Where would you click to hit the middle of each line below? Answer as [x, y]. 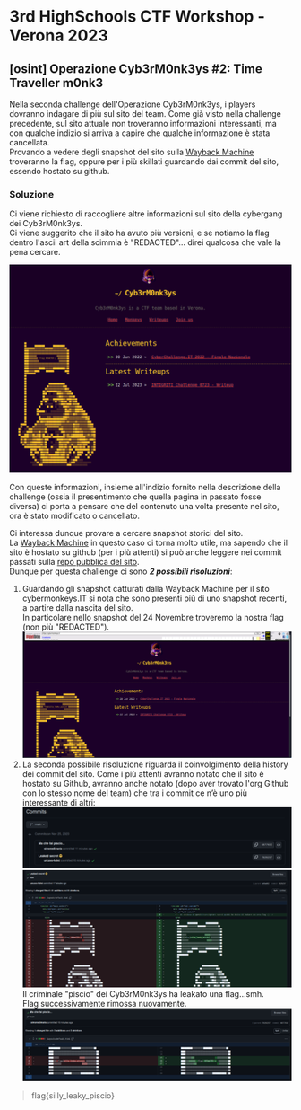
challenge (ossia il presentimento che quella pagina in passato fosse [135, 497]
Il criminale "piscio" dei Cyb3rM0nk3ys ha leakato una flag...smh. [143, 994]
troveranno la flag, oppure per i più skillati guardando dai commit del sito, [144, 162]
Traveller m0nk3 [56, 83]
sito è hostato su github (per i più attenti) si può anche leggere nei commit [146, 552]
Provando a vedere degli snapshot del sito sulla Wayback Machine [132, 152]
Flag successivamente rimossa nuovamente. [104, 1004]
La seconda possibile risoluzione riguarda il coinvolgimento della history [155, 764]
